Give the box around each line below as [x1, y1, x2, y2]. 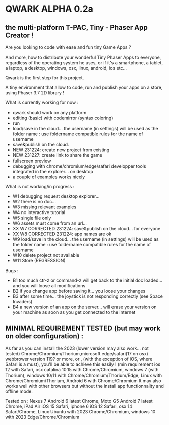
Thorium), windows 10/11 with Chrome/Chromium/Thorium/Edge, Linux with [5, 372, 162, 378]
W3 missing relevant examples [12, 204, 77, 210]
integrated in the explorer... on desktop [12, 169, 93, 174]
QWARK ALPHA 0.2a [5, 3, 93, 15]
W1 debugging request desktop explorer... [12, 193, 100, 199]
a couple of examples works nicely [12, 174, 85, 180]
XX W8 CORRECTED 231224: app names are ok [12, 231, 112, 237]
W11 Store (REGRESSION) [12, 258, 66, 263]
